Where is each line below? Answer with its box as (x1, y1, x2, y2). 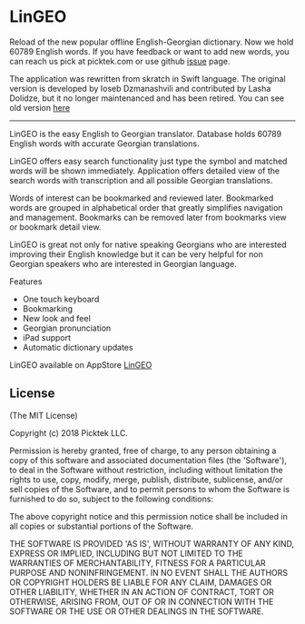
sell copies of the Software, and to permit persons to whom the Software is (9, 483, 290, 494)
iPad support (22, 332, 71, 342)
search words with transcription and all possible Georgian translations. (9, 174, 273, 185)
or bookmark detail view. (9, 221, 102, 233)
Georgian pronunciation (22, 322, 112, 333)
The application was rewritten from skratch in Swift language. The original (9, 73, 286, 84)
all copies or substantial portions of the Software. (9, 520, 193, 531)
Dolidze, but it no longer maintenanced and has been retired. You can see (9, 93, 284, 104)
